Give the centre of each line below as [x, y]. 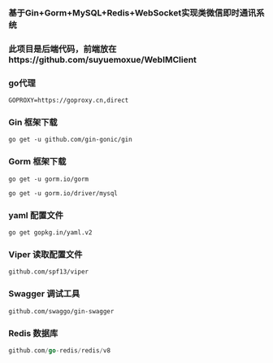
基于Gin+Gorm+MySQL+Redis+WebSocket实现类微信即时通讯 [132, 12]
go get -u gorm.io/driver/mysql [63, 193]
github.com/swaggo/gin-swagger [61, 311]
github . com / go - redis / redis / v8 [60, 350]
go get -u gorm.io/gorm [49, 179]
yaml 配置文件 [36, 215]
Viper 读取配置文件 [45, 254]
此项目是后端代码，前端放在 [63, 49]
